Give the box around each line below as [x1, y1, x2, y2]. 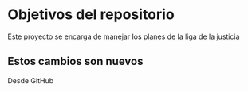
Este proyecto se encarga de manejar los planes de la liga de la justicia [7, 32, 240, 41]
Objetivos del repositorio [7, 6, 175, 24]
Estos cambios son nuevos [7, 55, 144, 68]
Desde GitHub [7, 75, 53, 85]
